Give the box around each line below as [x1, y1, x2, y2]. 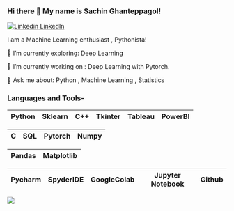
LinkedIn [40, 22, 65, 31]
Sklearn [41, 111, 68, 121]
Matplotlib [42, 150, 78, 160]
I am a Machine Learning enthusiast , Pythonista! [7, 36, 148, 44]
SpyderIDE [47, 174, 84, 184]
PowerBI [161, 111, 190, 121]
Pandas [10, 150, 36, 160]
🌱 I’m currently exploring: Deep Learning [7, 49, 124, 58]
